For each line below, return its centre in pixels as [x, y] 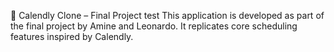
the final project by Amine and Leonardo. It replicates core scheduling [154, 26]
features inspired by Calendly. [72, 36]
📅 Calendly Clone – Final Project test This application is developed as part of [167, 15]
